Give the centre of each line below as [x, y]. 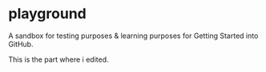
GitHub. [21, 44]
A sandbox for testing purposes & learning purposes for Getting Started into [133, 36]
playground [47, 14]
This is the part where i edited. [58, 59]
